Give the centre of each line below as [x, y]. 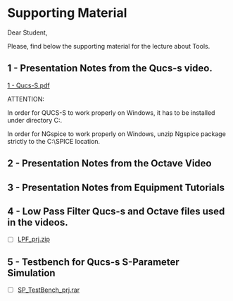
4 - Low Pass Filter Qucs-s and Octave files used [116, 211]
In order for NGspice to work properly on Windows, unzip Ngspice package [117, 134]
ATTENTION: [26, 99]
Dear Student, [27, 32]
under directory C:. [35, 120]
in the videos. [38, 222]
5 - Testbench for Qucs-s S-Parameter [93, 262]
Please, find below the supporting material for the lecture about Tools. [109, 46]
